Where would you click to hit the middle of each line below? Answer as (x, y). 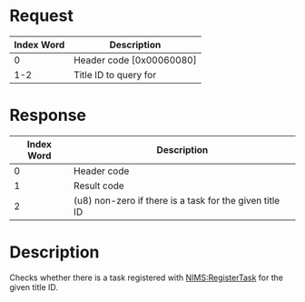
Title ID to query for (115, 75)
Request (42, 16)
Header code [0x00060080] (135, 60)
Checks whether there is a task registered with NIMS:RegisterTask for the (147, 277)
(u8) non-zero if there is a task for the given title (177, 200)
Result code (99, 186)
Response (48, 116)
